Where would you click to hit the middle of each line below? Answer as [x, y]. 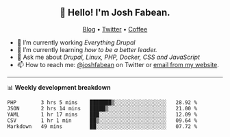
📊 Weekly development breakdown [59, 87]
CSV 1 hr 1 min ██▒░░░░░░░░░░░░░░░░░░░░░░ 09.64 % [102, 121]
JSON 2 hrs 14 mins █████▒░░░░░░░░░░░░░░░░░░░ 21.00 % [102, 108]
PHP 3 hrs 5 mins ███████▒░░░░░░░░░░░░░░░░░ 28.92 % [102, 102]
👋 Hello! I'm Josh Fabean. [115, 13]
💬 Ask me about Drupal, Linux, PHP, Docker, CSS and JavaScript [108, 57]
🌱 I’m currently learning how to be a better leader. [87, 49]
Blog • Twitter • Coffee [115, 29]
